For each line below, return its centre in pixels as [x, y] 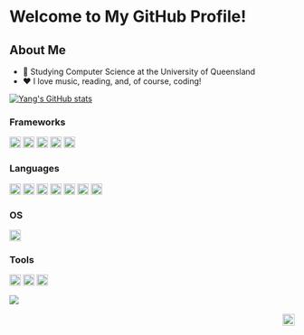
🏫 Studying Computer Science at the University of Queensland [139, 71]
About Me [38, 50]
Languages [35, 169]
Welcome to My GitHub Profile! [128, 17]
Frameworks [38, 122]
